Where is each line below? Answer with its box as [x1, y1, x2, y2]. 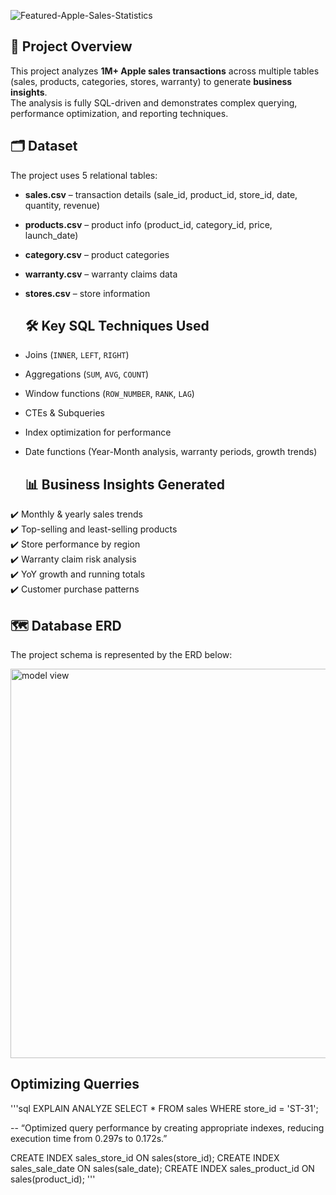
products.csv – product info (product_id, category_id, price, [24, 218, 273, 230]
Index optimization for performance [24, 426, 172, 439]
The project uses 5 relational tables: [10, 169, 158, 181]
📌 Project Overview [10, 38, 133, 55]
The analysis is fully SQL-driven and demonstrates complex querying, [10, 96, 298, 109]
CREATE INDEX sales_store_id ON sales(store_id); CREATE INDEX [10, 1151, 280, 1164]
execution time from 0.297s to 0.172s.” [10, 1132, 168, 1144]
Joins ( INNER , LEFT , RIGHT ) [24, 349, 130, 361]
